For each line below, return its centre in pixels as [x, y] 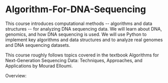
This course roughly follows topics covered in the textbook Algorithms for [82, 55]
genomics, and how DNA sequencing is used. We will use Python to [76, 34]
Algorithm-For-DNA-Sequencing [76, 9]
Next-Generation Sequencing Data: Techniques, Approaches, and [74, 60]
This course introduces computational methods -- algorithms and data [79, 23]
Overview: [16, 75]
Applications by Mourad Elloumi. [39, 66]
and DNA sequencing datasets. [38, 45]
